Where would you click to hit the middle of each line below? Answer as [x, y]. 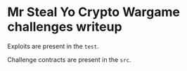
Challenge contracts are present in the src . [69, 59]
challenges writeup [65, 27]
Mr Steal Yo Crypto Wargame [94, 12]
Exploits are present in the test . [53, 46]
